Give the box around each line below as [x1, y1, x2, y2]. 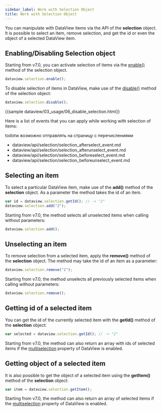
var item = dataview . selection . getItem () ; [5, 387, 92, 392]
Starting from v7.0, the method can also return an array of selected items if [5, 395, 154, 401]
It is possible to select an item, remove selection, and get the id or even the [5, 30, 155, 36]
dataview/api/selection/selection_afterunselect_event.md [12, 147, 126, 153]
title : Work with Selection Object [5, 12, 77, 16]
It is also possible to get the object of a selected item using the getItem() [5, 372, 151, 378]
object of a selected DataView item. [5, 35, 76, 41]
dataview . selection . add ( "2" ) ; [5, 203, 66, 208]
